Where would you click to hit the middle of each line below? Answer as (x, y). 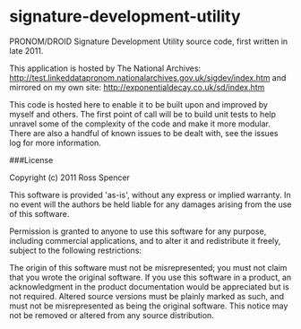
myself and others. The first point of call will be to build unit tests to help (142, 114)
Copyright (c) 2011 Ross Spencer (69, 177)
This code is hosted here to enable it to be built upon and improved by (139, 104)
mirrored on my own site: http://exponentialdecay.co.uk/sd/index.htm (137, 87)
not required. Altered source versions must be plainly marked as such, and (147, 296)
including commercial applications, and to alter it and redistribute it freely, (145, 240)
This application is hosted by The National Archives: (105, 68)
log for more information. (55, 143)
